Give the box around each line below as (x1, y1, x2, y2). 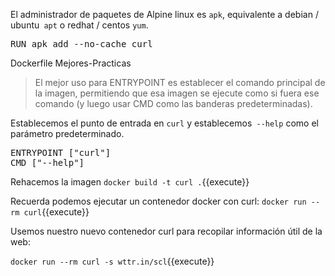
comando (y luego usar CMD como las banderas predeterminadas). (34, 98, 313, 109)
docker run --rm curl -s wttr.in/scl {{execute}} (10, 255, 215, 267)
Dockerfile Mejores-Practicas (10, 57, 132, 69)
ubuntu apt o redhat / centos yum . (10, 19, 149, 31)
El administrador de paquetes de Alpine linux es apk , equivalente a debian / (10, 9, 319, 20)
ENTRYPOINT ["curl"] (10, 147, 112, 158)
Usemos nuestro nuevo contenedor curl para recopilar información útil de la (10, 225, 323, 237)
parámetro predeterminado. (10, 128, 125, 139)
